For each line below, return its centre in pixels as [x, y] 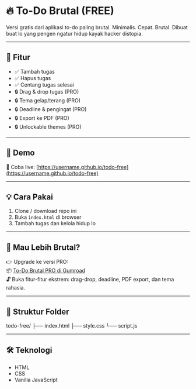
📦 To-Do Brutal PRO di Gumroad [46, 271]
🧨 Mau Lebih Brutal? [43, 247]
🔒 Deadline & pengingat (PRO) [50, 109]
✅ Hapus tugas [33, 78]
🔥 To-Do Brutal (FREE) [60, 11]
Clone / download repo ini [45, 211]
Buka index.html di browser [48, 217]
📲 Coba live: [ [22, 167]
